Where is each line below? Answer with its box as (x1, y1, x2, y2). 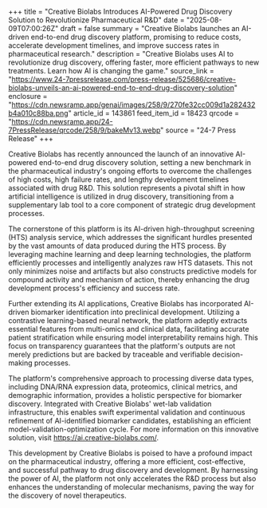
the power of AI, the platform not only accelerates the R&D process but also (8, 474, 257, 483)
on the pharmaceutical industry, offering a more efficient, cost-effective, (8, 457, 245, 466)
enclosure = (8, 92, 48, 100)
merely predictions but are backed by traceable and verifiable (8, 350, 211, 359)
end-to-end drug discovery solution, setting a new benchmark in (38, 158, 252, 167)
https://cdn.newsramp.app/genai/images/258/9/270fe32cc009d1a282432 (11, 100, 256, 109)
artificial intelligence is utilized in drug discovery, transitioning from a (8, 191, 234, 201)
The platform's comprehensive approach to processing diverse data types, (8, 374, 254, 383)
